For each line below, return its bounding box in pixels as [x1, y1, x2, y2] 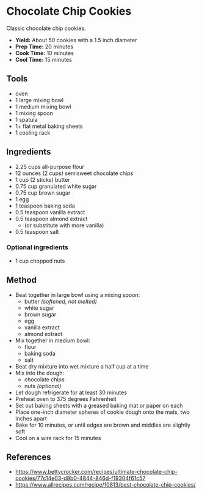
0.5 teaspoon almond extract [15, 215, 88, 222]
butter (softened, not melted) [24, 298, 98, 305]
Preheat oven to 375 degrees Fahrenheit [15, 395, 117, 402]
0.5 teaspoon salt [15, 228, 59, 235]
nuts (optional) [24, 382, 62, 389]
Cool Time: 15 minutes [15, 56, 72, 63]
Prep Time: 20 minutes [15, 43, 74, 50]
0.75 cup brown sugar [15, 189, 71, 196]
